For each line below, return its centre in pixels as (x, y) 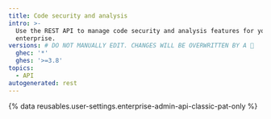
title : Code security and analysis (68, 16)
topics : (21, 68)
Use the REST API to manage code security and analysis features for (135, 31)
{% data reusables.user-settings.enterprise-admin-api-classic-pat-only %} (133, 106)
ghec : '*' (32, 53)
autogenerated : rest (43, 83)
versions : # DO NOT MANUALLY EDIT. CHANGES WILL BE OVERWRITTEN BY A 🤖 (131, 46)
